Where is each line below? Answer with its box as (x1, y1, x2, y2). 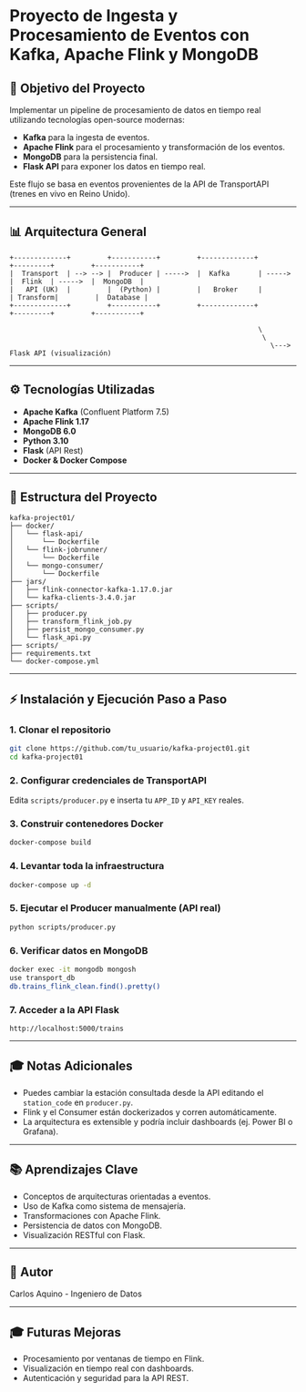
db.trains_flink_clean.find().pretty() (9, 981, 161, 991)
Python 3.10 (22, 435, 69, 446)
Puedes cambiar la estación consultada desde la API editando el (22, 1087, 264, 1098)
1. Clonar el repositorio (9, 723, 111, 736)
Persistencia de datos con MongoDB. (22, 1220, 162, 1231)
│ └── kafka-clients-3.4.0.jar (9, 593, 137, 602)
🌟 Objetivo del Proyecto (9, 80, 146, 96)
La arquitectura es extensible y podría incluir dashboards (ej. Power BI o (22, 1116, 293, 1127)
